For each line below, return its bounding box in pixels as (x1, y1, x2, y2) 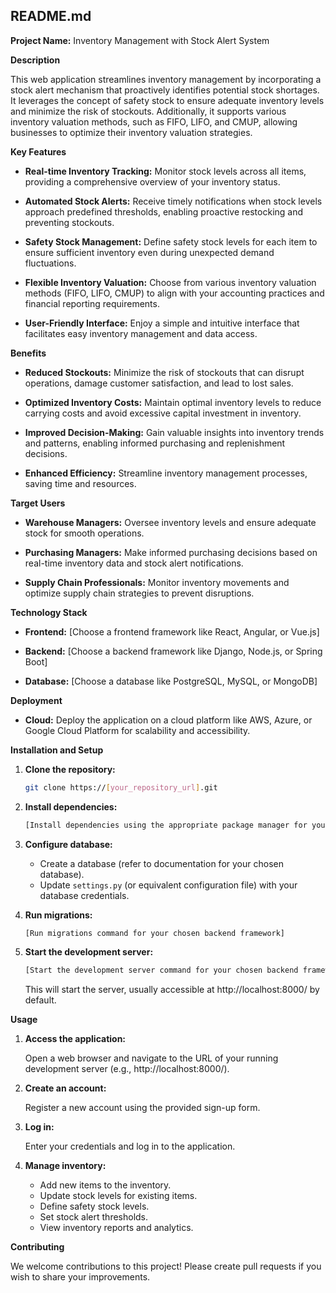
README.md (10, 8, 92, 25)
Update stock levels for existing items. (39, 1190, 198, 1202)
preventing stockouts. (24, 216, 115, 228)
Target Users (10, 497, 66, 509)
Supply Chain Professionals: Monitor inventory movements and (24, 576, 290, 588)
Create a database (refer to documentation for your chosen (39, 857, 284, 869)
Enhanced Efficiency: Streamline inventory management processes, (24, 467, 308, 479)
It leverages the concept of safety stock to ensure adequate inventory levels (10, 94, 325, 106)
